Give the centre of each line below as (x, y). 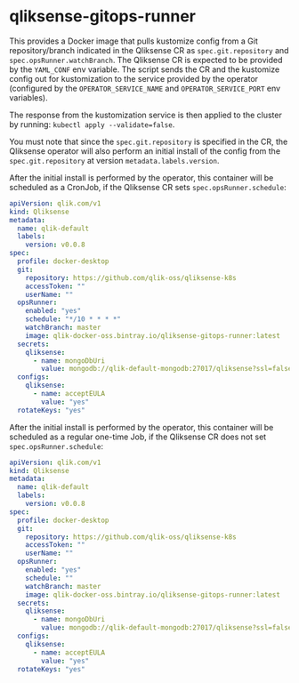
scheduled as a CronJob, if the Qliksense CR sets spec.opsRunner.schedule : (148, 187)
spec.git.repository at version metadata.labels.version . (114, 160)
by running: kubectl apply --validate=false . (92, 124)
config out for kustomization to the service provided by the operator (134, 78)
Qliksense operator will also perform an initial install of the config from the (145, 151)
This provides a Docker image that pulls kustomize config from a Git (133, 41)
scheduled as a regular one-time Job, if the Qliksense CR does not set (138, 437)
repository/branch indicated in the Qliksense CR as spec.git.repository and (149, 50)
